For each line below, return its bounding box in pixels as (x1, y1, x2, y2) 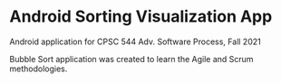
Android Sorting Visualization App (9, 6, 273, 27)
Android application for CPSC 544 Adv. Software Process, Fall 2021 (9, 36, 261, 47)
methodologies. (9, 63, 68, 74)
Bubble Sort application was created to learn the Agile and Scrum (9, 53, 254, 64)
